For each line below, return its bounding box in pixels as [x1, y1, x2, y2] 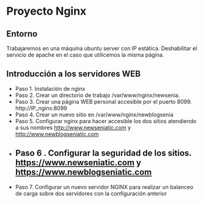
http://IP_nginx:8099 [15, 104, 67, 112]
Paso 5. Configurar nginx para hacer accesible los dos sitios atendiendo [15, 117, 197, 124]
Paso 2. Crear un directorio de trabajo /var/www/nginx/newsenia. [15, 91, 180, 99]
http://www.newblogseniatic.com [15, 130, 99, 138]
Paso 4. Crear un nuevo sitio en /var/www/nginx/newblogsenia [15, 111, 174, 118]
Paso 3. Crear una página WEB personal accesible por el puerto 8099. [15, 98, 193, 105]
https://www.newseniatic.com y [15, 157, 142, 168]
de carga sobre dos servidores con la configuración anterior [15, 190, 167, 197]
